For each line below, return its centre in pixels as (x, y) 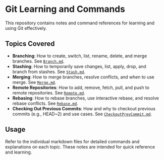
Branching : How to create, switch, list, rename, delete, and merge (80, 56)
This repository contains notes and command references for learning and (80, 23)
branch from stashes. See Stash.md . (49, 72)
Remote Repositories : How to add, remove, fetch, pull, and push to (81, 87)
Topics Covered (30, 44)
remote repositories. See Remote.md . (49, 92)
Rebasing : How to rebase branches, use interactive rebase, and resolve (86, 98)
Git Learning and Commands (65, 9)
